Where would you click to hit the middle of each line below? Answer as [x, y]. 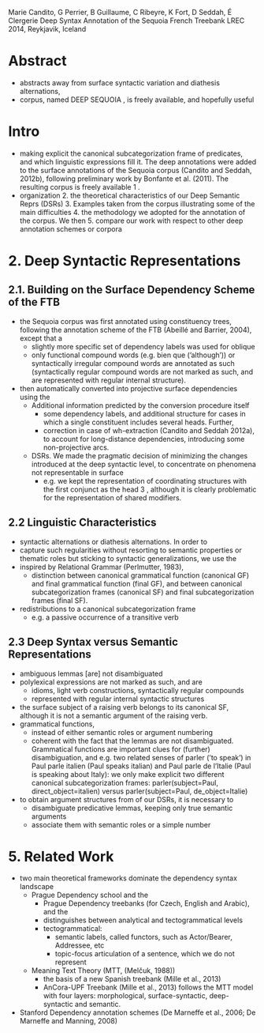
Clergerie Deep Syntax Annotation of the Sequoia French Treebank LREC [126, 21]
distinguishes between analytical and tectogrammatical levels [143, 920]
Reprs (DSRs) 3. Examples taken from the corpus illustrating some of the [137, 204]
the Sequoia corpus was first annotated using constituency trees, [126, 321]
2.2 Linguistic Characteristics [82, 523]
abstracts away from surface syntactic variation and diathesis [120, 82]
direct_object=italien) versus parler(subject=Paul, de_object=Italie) [139, 791]
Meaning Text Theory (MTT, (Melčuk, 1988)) [103, 971]
